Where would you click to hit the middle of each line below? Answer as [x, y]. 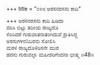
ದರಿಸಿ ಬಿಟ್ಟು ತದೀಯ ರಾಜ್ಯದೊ [32, 27]
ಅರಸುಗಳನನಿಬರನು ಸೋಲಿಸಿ [31, 41]
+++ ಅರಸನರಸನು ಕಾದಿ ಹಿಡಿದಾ [35, 21]
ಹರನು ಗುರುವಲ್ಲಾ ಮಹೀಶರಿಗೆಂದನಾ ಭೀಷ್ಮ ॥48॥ [50, 54]
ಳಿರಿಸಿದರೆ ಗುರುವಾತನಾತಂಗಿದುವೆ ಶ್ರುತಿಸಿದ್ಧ [42, 34]
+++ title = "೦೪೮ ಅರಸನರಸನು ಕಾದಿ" [44, 9]
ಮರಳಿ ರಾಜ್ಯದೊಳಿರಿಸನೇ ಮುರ [33, 48]
